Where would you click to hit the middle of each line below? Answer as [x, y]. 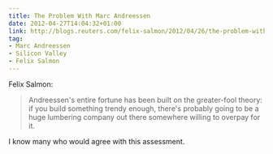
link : [17, 31]
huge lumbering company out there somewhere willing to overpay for [144, 117]
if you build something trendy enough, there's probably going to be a [143, 108]
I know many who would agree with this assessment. [97, 141]
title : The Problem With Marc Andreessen [80, 16]
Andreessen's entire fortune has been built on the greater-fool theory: [145, 100]
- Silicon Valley [38, 53]
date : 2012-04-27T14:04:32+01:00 [65, 24]
